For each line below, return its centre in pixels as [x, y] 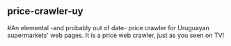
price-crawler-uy [45, 11]
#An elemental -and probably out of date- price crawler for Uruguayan [109, 27]
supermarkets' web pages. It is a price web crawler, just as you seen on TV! [116, 35]
